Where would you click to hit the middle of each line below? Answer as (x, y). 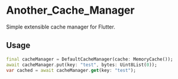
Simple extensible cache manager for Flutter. (61, 27)
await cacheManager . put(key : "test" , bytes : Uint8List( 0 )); (82, 65)
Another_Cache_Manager (70, 10)
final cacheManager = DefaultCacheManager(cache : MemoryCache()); (90, 59)
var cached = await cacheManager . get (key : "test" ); (71, 70)
